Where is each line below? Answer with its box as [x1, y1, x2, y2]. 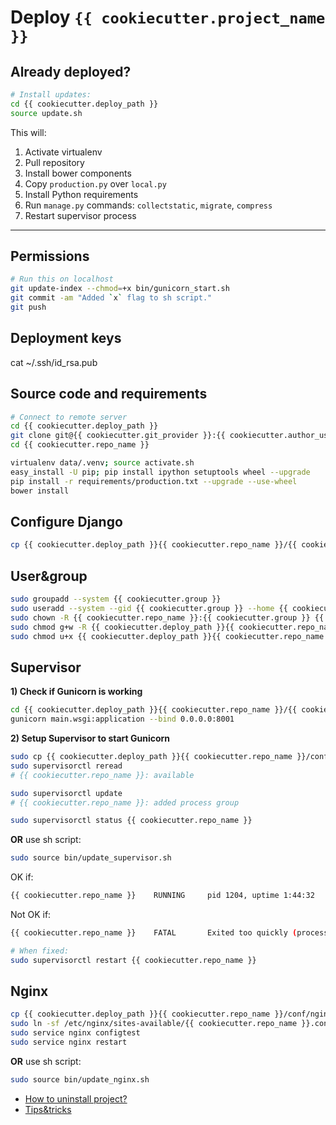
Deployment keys [10, 330, 122, 347]
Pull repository [24, 156, 85, 168]
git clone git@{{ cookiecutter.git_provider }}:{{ [10, 431, 226, 441]
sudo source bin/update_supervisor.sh [10, 853, 172, 863]
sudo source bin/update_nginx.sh [10, 1074, 150, 1085]
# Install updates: [10, 90, 92, 100]
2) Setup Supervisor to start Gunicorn [10, 732, 171, 744]
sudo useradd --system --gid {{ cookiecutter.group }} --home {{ [10, 603, 288, 613]
